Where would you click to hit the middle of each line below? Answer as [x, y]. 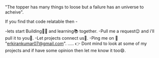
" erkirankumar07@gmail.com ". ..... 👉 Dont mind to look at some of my [76, 43]
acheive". [14, 12]
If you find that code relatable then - [41, 22]
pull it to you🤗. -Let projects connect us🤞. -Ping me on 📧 [62, 38]
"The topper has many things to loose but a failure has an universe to [74, 7]
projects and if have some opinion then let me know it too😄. [65, 51]
